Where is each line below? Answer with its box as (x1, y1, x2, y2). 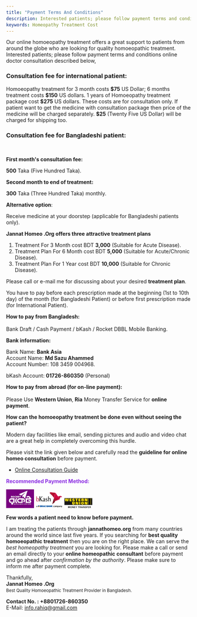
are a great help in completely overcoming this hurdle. (6, 437, 137, 444)
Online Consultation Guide (14, 466, 79, 473)
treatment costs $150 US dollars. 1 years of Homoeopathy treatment (6, 91, 171, 99)
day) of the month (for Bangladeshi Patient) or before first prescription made (6, 295, 191, 302)
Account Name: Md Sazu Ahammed (6, 354, 94, 361)
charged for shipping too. (6, 116, 67, 123)
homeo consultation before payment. (6, 455, 98, 462)
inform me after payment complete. (6, 562, 92, 569)
